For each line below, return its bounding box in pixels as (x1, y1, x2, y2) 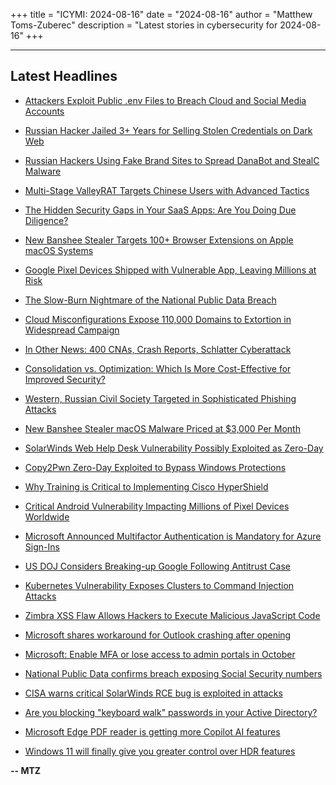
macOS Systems (24, 244, 94, 256)
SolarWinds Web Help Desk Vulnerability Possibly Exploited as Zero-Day (24, 442, 324, 454)
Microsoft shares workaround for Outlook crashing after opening (24, 629, 292, 641)
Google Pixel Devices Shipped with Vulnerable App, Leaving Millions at (24, 264, 317, 276)
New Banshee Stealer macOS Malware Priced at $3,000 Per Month (24, 422, 301, 434)
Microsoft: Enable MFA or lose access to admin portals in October (24, 648, 296, 660)
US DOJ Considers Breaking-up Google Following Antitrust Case (24, 560, 291, 572)
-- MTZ (10, 764, 42, 776)
